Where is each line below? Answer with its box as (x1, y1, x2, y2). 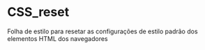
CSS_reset (7, 4, 70, 20)
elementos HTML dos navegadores (7, 34, 108, 42)
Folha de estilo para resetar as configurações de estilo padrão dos (7, 27, 198, 35)
